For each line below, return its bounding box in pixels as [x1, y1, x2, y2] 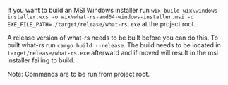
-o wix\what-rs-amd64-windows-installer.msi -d [52, 13, 194, 21]
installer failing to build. [7, 56, 76, 64]
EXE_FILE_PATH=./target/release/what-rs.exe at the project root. [7, 20, 196, 28]
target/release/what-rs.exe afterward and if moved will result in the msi [7, 49, 219, 57]
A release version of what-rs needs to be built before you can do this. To [7, 33, 219, 42]
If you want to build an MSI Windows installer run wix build [7, 6, 180, 14]
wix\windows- [182, 7, 221, 14]
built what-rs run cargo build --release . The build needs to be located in [7, 41, 221, 49]
